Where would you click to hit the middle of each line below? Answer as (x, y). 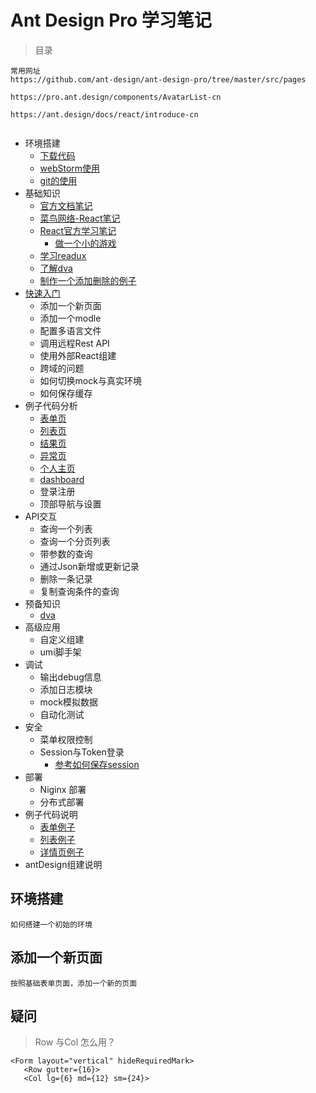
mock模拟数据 (68, 702)
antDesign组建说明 (63, 864)
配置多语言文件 (70, 330)
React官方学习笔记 (78, 230)
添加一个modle (70, 318)
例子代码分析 (51, 405)
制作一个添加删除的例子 (88, 280)
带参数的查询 (66, 553)
